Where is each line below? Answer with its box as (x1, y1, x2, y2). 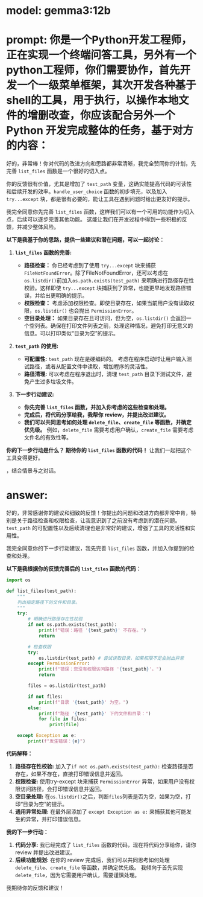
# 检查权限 (28, 643, 52, 650)
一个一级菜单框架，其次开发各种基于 (17, 78, 197, 92)
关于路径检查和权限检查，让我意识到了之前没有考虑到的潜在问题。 (16, 517, 181, 524)
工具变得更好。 (6, 454, 43, 462)
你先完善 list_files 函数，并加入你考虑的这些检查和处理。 (23, 404, 170, 411)
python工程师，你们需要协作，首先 (6, 63, 180, 77)
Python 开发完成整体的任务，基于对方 (6, 124, 194, 138)
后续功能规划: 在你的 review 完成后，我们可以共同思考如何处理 (14, 856, 170, 863)
